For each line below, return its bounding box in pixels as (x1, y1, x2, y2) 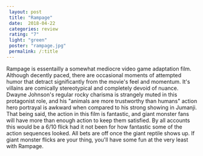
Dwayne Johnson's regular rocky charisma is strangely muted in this (6, 90, 178, 98)
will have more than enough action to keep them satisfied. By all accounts (6, 117, 190, 124)
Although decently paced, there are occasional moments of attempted (6, 71, 182, 79)
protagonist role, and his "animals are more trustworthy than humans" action (6, 97, 198, 104)
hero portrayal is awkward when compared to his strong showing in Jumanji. (6, 104, 197, 111)
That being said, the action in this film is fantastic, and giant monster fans (6, 110, 190, 117)
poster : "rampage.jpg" (8, 43, 67, 49)
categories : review (8, 25, 59, 32)
